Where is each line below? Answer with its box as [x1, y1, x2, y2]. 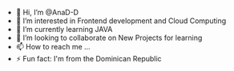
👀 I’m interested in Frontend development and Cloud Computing [15, 16, 227, 26]
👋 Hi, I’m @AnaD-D [15, 8, 79, 17]
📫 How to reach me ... [15, 42, 91, 51]
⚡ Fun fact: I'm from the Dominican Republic [15, 54, 162, 63]
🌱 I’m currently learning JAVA [15, 25, 113, 34]
